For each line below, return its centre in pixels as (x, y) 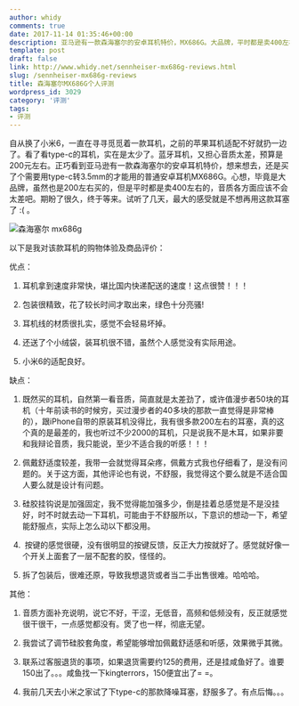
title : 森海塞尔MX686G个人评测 (62, 84)
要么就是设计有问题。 (69, 485)
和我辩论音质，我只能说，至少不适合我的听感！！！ (116, 444)
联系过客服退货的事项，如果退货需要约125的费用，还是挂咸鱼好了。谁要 (153, 662)
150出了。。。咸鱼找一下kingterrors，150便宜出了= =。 (120, 673)
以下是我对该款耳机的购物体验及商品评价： (87, 248)
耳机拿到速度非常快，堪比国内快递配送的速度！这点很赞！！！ (135, 286)
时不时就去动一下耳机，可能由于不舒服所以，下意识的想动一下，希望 (162, 515)
